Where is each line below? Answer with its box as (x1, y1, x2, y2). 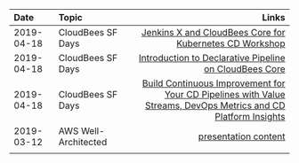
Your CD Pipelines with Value (164, 89, 286, 100)
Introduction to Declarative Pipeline (138, 52, 286, 64)
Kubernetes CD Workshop (176, 37, 286, 50)
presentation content (198, 130, 286, 143)
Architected (58, 136, 108, 148)
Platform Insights (214, 111, 286, 122)
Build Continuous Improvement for (141, 77, 286, 89)
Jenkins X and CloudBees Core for (141, 27, 286, 38)
